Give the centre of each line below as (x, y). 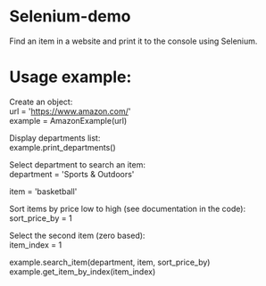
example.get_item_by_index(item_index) (83, 271)
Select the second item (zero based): (77, 235)
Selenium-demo (70, 16)
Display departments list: (55, 138)
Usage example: (71, 77)
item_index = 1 (36, 245)
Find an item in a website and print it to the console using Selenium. (133, 41)
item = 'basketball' (43, 191)
